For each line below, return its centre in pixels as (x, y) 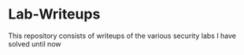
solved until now (35, 43)
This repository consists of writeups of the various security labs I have (122, 36)
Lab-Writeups (54, 14)
